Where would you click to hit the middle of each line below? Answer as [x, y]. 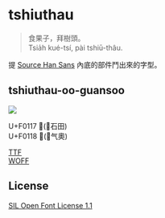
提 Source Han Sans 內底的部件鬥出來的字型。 [85, 64]
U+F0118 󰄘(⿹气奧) [38, 136]
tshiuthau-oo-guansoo [66, 90]
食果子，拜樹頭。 [56, 38]
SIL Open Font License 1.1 [50, 205]
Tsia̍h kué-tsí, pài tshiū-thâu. [75, 47]
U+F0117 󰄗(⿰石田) [38, 125]
